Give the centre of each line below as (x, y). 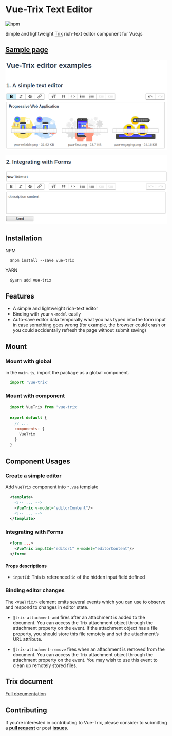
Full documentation (26, 694)
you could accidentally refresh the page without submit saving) (79, 330)
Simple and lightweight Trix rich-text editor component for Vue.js (74, 33)
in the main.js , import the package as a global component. (67, 372)
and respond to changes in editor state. (47, 607)
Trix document (29, 681)
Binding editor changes (35, 590)
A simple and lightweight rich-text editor (55, 309)
